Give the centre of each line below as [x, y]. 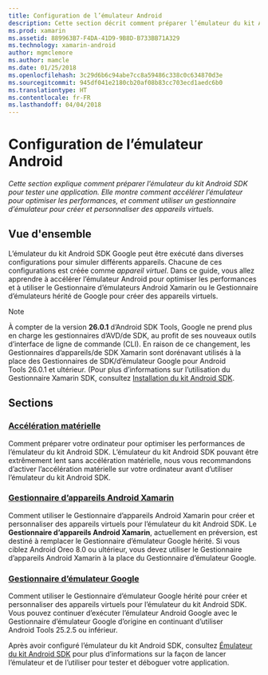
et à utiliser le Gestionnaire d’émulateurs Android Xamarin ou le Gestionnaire [133, 287]
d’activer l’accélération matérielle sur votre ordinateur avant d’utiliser [121, 469]
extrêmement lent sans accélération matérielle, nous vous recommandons [130, 460]
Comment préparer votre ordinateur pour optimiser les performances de [127, 443]
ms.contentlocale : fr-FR [49, 98]
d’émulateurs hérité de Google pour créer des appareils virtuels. [113, 296]
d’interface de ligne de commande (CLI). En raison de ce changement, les [130, 344]
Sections [31, 403]
